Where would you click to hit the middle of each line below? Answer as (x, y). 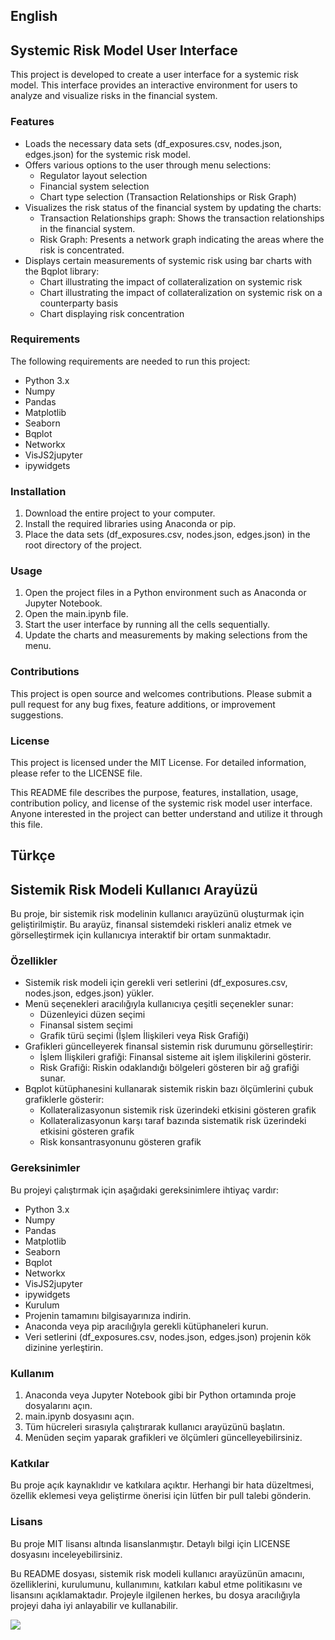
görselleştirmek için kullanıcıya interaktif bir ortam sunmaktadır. (141, 935)
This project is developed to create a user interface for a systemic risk (154, 75)
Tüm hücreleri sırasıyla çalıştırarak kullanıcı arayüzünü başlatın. (154, 1427)
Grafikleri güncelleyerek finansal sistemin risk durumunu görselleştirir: (169, 1046)
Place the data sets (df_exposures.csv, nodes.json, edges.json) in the (167, 535)
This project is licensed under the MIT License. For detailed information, (158, 762)
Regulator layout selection (93, 175)
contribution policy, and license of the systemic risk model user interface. (161, 803)
